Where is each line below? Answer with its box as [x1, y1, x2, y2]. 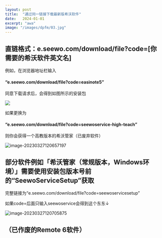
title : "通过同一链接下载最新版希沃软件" [5, 12, 81, 17]
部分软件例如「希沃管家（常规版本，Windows [5, 158, 143, 166]
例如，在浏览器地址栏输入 [5, 67, 56, 73]
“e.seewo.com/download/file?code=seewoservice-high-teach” [5, 121, 138, 127]
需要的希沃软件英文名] [5, 54, 72, 62]
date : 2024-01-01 [5, 16, 45, 21]
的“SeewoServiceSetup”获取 [5, 176, 94, 184]
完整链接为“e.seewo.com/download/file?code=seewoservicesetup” [5, 190, 140, 196]
